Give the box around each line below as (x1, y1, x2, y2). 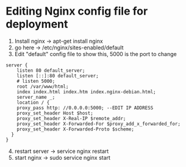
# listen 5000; (16, 78, 55, 84)
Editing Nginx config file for (5, 4, 148, 18)
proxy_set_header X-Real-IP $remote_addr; (16, 115, 126, 121)
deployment (5, 17, 68, 31)
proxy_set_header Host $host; (16, 110, 94, 116)
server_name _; (16, 94, 55, 100)
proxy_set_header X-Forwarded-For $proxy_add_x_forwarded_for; (16, 121, 181, 127)
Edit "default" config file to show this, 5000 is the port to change (14, 50, 177, 57)
